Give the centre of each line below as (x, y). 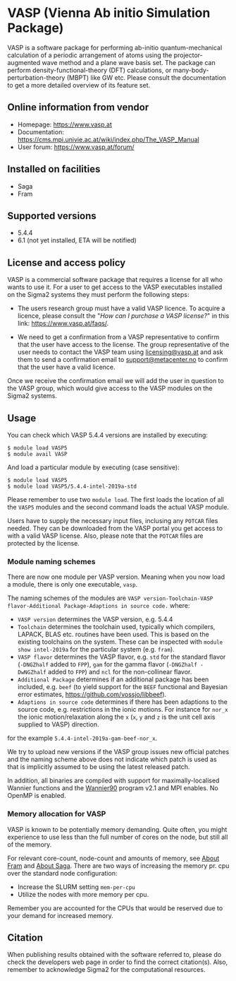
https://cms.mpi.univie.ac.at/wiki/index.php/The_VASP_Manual (108, 139)
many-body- (191, 70)
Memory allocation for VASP (57, 814)
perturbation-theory (36, 77)
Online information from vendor (78, 107)
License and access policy (67, 263)
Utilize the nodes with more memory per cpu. (83, 894)
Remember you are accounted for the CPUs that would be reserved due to (115, 908)
